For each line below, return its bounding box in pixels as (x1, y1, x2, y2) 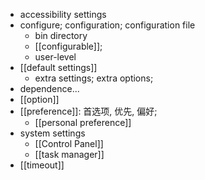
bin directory (34, 30, 88, 41)
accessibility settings (19, 9, 107, 20)
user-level (34, 51, 77, 63)
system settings (19, 127, 86, 139)
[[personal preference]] (34, 117, 132, 128)
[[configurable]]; (34, 40, 103, 52)
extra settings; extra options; (34, 72, 154, 84)
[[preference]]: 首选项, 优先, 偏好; (19, 105, 158, 117)
